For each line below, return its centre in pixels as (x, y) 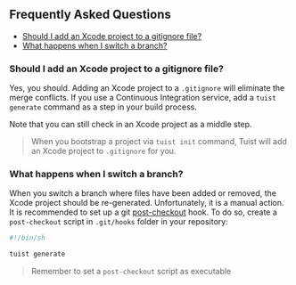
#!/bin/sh (28, 238)
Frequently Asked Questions (90, 15)
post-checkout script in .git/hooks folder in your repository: (119, 222)
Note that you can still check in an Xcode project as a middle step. (131, 125)
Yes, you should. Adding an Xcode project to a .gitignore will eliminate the (147, 88)
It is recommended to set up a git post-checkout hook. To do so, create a (144, 212)
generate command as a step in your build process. (103, 107)
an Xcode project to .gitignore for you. (103, 151)
